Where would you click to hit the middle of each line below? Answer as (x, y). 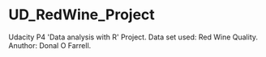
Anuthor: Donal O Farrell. (50, 45)
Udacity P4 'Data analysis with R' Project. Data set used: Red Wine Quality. (133, 37)
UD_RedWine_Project (82, 15)
